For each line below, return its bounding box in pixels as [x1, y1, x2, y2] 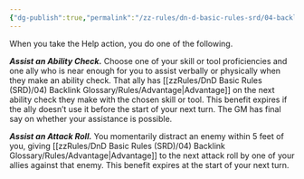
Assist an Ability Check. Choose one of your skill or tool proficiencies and [9, 55, 288, 66]
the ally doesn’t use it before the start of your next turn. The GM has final [9, 103, 282, 114]
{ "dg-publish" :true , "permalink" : [9, 13, 136, 23]
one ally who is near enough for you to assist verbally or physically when [9, 65, 281, 76]
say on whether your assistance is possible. [9, 113, 173, 124]
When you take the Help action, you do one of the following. [9, 38, 233, 49]
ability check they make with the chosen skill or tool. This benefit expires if [9, 94, 288, 105]
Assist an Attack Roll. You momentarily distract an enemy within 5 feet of [9, 130, 285, 141]
